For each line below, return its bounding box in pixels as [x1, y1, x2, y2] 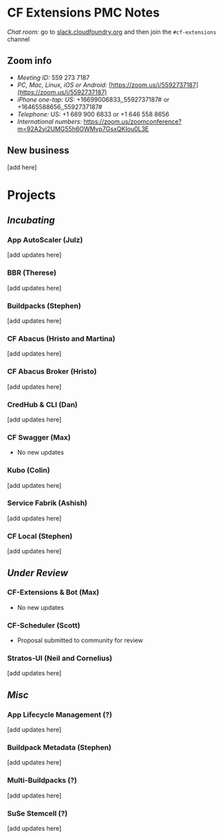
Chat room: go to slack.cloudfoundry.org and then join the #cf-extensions [7, 28, 217, 36]
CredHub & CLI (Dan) [7, 399, 78, 409]
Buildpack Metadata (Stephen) [7, 743, 112, 752]
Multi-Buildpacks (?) [7, 776, 77, 785]
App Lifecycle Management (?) [7, 709, 112, 719]
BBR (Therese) [7, 268, 57, 277]
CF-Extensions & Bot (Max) [7, 588, 100, 598]
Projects [7, 187, 56, 203]
